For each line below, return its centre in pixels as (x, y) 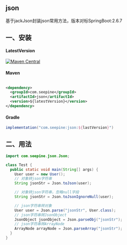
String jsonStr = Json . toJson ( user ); (53, 183)
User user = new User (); (40, 174)
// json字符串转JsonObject (41, 215)
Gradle (13, 117)
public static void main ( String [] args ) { (54, 169)
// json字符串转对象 (33, 205)
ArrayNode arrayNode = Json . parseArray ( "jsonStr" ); (68, 229)
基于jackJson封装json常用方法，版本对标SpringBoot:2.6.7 (64, 20)
